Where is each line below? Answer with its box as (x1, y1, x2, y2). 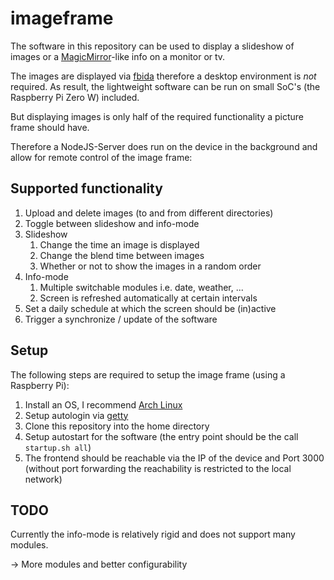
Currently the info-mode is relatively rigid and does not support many (10, 528, 296, 541)
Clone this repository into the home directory (24, 420, 210, 432)
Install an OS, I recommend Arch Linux (24, 398, 183, 411)
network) (24, 473, 63, 485)
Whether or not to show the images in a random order (39, 260, 262, 272)
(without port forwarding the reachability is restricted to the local (24, 462, 292, 474)
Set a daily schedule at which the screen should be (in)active (24, 302, 277, 314)
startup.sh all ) (24, 441, 92, 453)
